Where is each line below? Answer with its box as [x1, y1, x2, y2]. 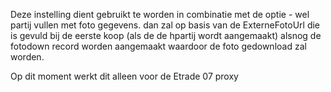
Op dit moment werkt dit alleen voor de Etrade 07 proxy [10, 70, 239, 82]
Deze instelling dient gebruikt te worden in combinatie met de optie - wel [10, 9, 310, 20]
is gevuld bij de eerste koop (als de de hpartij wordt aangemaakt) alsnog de [10, 30, 322, 41]
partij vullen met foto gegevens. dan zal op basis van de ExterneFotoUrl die [10, 19, 321, 31]
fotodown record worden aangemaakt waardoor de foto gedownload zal [10, 40, 307, 52]
